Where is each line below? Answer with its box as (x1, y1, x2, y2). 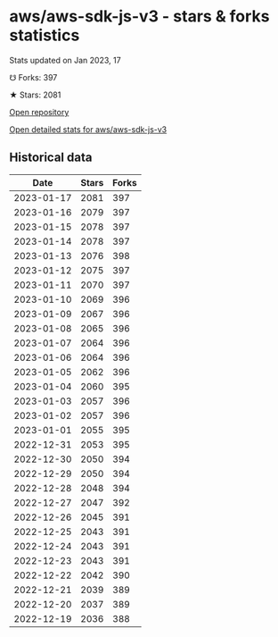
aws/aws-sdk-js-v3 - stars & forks (9, 6, 270, 27)
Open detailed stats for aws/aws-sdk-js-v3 (9, 123, 168, 135)
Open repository (9, 106, 69, 117)
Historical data (9, 150, 93, 165)
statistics (9, 25, 80, 46)
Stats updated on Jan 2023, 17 (9, 54, 122, 65)
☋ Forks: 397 (9, 71, 58, 82)
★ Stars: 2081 (9, 89, 61, 100)
